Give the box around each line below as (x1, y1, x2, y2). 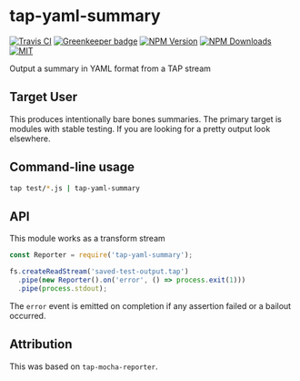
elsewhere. (9, 133, 51, 144)
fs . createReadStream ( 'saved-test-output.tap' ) (9, 267, 189, 276)
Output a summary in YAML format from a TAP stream (9, 63, 212, 74)
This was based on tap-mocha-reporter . (9, 361, 158, 372)
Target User (9, 89, 78, 105)
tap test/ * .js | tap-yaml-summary (9, 183, 141, 192)
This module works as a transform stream (9, 233, 165, 244)
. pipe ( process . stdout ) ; (17, 283, 107, 293)
